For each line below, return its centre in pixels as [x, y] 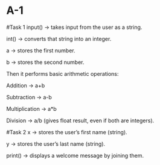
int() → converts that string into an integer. [59, 39]
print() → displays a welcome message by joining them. [75, 155]
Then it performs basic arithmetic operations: [62, 73]
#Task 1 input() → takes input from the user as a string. [74, 27]
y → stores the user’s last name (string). [56, 144]
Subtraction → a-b [29, 97]
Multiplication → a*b [32, 108]
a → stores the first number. [41, 50]
